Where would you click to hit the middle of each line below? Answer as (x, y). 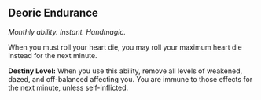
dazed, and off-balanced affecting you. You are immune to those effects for (130, 79)
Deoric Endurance (53, 13)
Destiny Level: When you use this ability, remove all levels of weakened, (125, 71)
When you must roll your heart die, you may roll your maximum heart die (125, 47)
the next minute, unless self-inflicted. (68, 87)
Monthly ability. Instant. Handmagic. (67, 31)
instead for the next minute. (53, 55)
